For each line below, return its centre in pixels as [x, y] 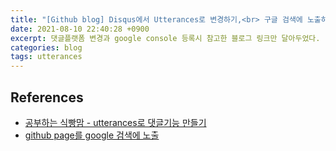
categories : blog [46, 47]
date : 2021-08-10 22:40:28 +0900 [80, 29]
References [47, 97]
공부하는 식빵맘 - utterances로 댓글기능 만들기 [115, 122]
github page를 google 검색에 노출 [92, 135]
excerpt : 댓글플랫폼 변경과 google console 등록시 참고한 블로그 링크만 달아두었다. [165, 38]
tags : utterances [46, 57]
